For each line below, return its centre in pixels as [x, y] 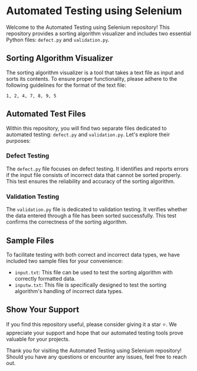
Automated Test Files [46, 114]
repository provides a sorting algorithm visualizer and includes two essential [99, 33]
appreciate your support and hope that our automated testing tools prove [95, 333]
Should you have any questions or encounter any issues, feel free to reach [96, 357]
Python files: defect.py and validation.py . [58, 40]
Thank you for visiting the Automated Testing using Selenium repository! [94, 350]
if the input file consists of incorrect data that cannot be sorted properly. [94, 175]
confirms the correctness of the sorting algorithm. [67, 222]
